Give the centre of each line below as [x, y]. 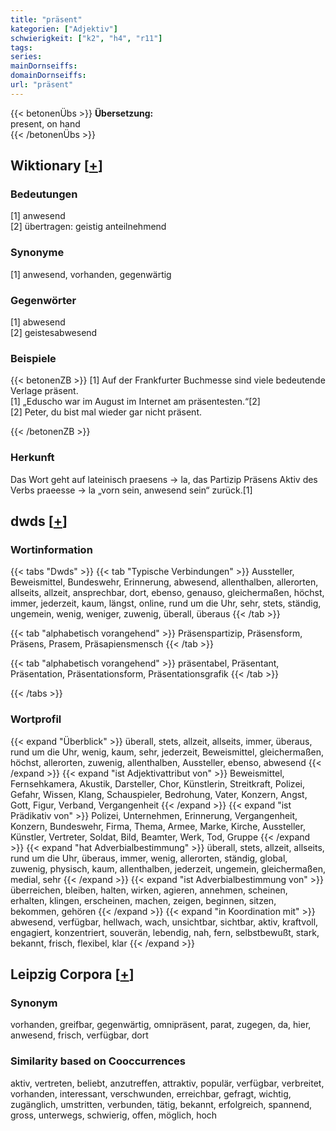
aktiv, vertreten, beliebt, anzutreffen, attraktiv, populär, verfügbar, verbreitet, [167, 1083]
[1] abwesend [38, 322]
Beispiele [33, 358]
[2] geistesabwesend [54, 333]
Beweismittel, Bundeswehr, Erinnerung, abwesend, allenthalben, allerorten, [164, 582]
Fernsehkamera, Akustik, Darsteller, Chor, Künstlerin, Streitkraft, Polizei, [157, 783]
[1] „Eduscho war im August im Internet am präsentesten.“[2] [135, 402]
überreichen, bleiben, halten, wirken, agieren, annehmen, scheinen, [149, 890]
